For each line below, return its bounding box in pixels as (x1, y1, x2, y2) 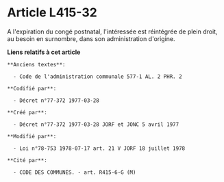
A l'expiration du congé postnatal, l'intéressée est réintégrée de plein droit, (7, 27, 218, 36)
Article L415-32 (7, 5, 97, 21)
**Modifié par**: (7, 133, 57, 140)
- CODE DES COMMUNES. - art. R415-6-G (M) (13, 169, 136, 176)
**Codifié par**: (7, 85, 57, 92)
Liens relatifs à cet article (7, 48, 81, 56)
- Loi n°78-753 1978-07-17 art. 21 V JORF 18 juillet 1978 (13, 145, 186, 152)
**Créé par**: (7, 109, 48, 116)
